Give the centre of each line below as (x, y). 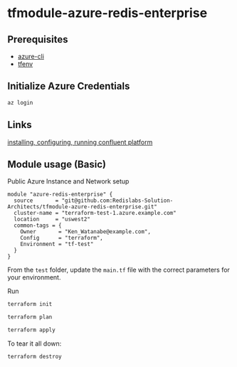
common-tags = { (38, 225)
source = (36, 201)
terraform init (30, 304)
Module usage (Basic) (57, 164)
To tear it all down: (35, 344)
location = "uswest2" (52, 219)
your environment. (34, 277)
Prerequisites (38, 39)
